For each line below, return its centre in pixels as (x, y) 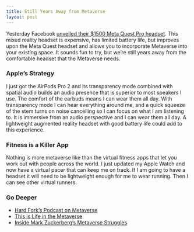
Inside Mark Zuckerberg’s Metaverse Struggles (71, 223)
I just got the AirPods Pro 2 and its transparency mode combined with (89, 86)
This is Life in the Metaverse (48, 216)
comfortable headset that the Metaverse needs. (63, 58)
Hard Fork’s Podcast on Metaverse (56, 210)
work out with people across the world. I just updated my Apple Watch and (96, 164)
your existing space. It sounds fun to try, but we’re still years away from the (96, 52)
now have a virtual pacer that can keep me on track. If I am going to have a (96, 170)
